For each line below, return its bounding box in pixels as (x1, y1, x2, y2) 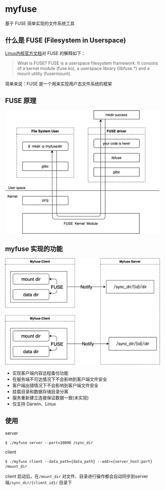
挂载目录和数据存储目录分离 (12, 388, 69, 394)
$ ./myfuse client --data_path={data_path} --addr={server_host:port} (5, 459, 153, 464)
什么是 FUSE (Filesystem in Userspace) (5, 36, 126, 45)
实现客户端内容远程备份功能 (12, 370, 69, 376)
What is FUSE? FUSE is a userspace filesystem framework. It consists (17, 60, 158, 66)
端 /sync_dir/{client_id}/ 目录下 (5, 479, 72, 485)
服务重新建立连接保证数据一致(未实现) (12, 394, 89, 400)
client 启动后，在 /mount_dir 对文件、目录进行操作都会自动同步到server (5, 473, 148, 479)
